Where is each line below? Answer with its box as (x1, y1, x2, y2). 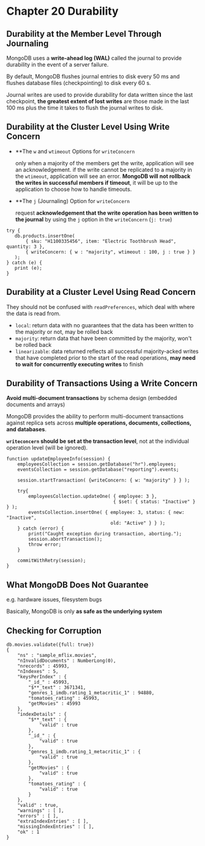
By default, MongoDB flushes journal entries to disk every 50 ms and (6, 73, 180, 80)
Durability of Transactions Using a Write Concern (6, 378, 198, 389)
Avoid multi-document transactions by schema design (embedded (6, 395, 177, 402)
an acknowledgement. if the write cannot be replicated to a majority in (15, 166, 193, 173)
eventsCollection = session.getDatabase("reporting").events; (17, 467, 179, 473)
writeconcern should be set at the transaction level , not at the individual (6, 437, 190, 445)
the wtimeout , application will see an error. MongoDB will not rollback (15, 173, 191, 180)
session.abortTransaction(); (28, 536, 103, 543)
